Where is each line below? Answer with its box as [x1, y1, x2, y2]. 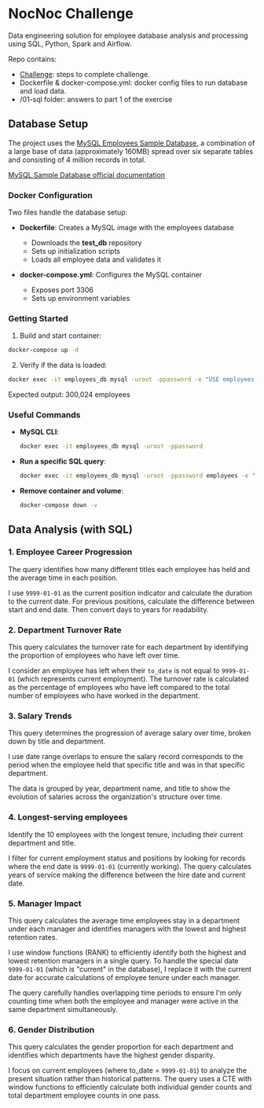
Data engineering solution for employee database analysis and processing [8, 31, 249, 40]
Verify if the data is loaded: [19, 361, 108, 370]
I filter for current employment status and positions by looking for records [8, 853, 246, 863]
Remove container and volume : [19, 486, 124, 496]
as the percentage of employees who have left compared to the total [8, 683, 230, 692]
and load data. [19, 86, 67, 95]
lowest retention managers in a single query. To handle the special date [8, 956, 239, 965]
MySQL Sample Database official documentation [8, 170, 166, 179]
